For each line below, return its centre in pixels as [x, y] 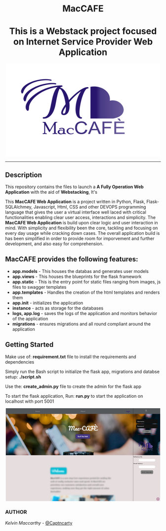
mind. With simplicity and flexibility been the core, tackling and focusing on [82, 228]
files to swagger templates [39, 287]
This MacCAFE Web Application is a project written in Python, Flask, [75, 202]
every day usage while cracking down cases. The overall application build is [83, 233]
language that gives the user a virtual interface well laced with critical [76, 212]
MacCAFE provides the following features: [72, 259]
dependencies [20, 362]
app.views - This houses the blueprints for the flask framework [77, 276]
